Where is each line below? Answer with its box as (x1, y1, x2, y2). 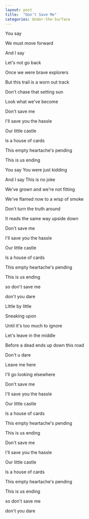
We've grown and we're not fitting (5, 187, 75, 193)
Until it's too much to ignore (5, 323, 62, 329)
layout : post (5, 7, 32, 13)
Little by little (5, 303, 31, 309)
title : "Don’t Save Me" (5, 12, 57, 17)
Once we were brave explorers (5, 69, 68, 75)
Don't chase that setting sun (5, 89, 63, 95)
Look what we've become (5, 99, 58, 105)
